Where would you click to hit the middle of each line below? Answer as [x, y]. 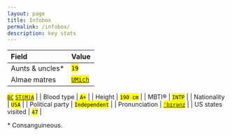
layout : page [26, 14]
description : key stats [42, 33]
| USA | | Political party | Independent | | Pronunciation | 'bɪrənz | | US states [115, 105]
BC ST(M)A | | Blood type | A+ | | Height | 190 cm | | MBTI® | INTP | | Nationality [116, 97]
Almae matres [34, 80]
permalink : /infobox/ [39, 27]
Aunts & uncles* [38, 68]
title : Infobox [29, 20]
